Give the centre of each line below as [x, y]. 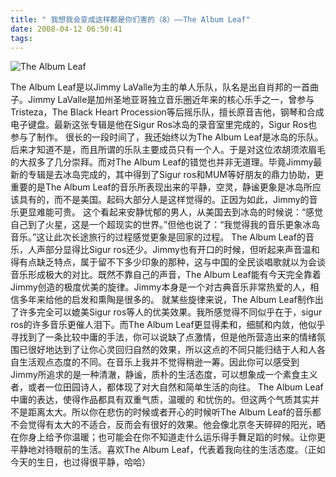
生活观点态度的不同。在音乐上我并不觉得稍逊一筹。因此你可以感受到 [159, 362]
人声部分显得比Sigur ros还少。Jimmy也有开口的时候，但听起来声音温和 [173, 250]
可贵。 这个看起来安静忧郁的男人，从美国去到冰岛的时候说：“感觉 [188, 212]
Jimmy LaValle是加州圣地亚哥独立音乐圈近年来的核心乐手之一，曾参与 [171, 100]
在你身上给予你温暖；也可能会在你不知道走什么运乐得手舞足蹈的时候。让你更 [168, 437]
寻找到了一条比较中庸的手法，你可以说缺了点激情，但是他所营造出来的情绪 [163, 337]
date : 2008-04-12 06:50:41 [66, 29]
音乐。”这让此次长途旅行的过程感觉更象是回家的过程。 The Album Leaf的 [158, 237]
